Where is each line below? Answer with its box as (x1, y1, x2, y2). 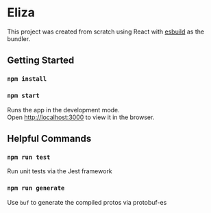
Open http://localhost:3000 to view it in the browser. (7, 113, 155, 121)
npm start (7, 92, 40, 100)
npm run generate (7, 184, 65, 192)
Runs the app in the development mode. (7, 105, 120, 114)
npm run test (7, 153, 51, 161)
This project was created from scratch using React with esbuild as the (7, 27, 204, 36)
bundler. (7, 34, 31, 42)
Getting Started (7, 55, 75, 66)
